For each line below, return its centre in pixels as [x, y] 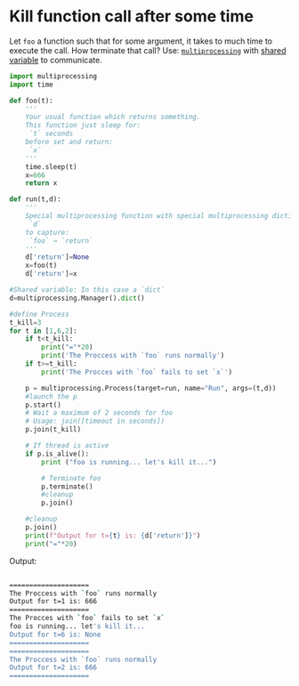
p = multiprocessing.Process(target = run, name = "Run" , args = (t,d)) [151, 388]
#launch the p [51, 396]
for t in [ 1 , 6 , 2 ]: [43, 331]
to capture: [47, 232]
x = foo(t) [41, 266]
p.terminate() [67, 487]
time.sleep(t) [51, 166]
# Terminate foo [71, 478]
